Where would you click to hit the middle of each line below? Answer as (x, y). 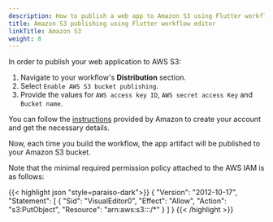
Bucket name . (41, 103)
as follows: (26, 176)
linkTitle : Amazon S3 (45, 31)
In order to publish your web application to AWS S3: (95, 62)
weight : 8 (25, 39)
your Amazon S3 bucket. (50, 152)
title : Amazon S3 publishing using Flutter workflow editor (113, 24)
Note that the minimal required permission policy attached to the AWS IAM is (136, 168)
